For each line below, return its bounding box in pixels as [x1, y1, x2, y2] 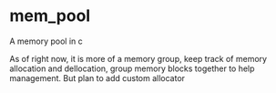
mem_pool [9, 5, 91, 26]
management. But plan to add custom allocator [9, 72, 185, 83]
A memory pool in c [9, 36, 84, 46]
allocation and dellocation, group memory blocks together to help [9, 63, 255, 74]
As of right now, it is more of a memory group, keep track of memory [9, 53, 267, 64]
